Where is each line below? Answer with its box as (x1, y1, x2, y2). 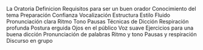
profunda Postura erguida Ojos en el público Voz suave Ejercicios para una (6, 24, 194, 31)
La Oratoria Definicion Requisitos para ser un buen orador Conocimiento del (6, 5, 196, 12)
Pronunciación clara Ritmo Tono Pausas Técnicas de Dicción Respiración (6, 18, 189, 25)
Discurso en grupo (6, 37, 53, 44)
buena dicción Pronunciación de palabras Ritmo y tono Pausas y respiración (6, 31, 198, 38)
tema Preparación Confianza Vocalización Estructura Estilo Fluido (6, 11, 170, 19)
